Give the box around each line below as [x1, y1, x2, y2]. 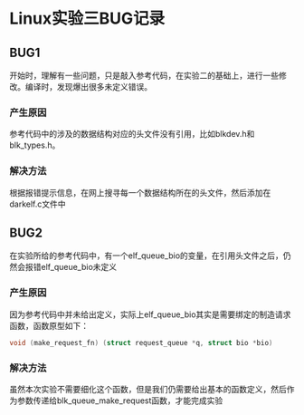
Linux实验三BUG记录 [9, 8, 166, 29]
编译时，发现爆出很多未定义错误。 [24, 82, 152, 92]
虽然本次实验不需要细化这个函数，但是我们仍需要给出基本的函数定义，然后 [9, 383, 287, 394]
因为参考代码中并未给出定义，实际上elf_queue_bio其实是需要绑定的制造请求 [9, 309, 291, 320]
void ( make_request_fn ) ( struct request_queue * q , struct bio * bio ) [9, 338, 273, 347]
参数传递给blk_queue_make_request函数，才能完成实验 [16, 395, 223, 406]
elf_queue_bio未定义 [40, 262, 118, 273]
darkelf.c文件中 [9, 198, 66, 209]
